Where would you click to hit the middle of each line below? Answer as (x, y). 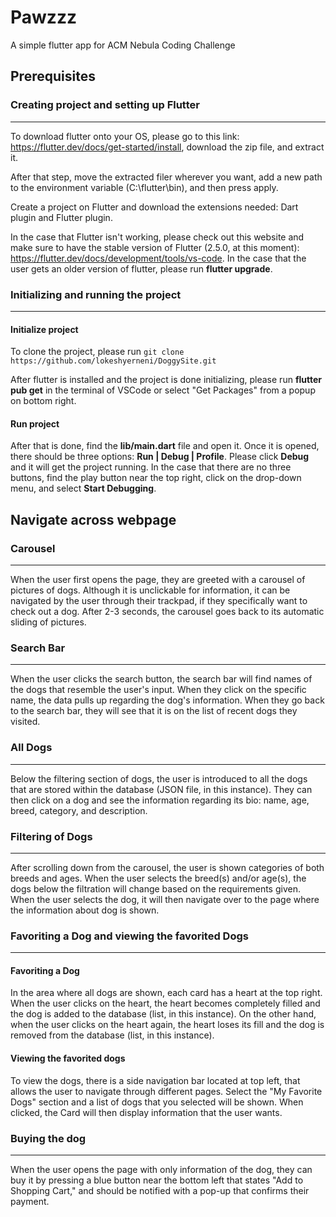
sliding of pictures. (48, 622)
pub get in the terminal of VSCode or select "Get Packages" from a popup (163, 390)
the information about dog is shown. (85, 910)
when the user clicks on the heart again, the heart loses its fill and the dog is (167, 1025)
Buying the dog (48, 1138)
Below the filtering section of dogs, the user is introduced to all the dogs (159, 778)
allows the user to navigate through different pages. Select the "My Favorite (166, 1091)
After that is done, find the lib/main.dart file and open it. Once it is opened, (165, 446)
